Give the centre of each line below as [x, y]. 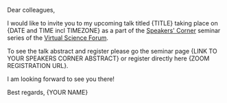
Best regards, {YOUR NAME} [48, 92]
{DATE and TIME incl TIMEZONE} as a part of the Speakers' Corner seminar [114, 31]
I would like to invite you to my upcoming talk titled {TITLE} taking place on [112, 23]
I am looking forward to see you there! [61, 79]
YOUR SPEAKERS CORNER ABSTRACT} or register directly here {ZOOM [108, 58]
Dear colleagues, [31, 10]
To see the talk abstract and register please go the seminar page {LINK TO [112, 51]
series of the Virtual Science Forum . [58, 38]
